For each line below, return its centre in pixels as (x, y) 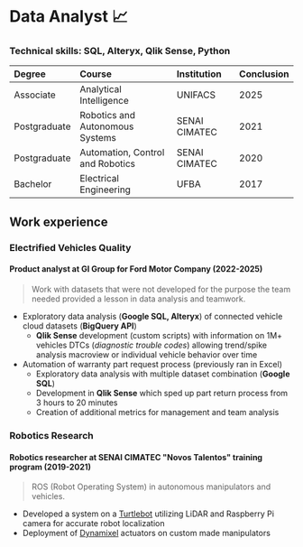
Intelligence (104, 101)
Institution (199, 74)
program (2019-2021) (50, 467)
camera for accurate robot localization (93, 524)
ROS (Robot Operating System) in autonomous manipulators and (151, 487)
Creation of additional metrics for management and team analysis (157, 412)
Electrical (100, 179)
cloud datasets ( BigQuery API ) (79, 326)
